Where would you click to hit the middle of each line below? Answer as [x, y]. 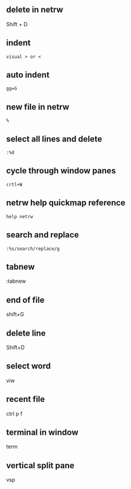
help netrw [20, 216]
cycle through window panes [61, 171]
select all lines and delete [54, 139]
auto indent [28, 75]
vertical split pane [40, 465]
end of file [25, 300]
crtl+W [14, 184]
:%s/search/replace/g [33, 249]
